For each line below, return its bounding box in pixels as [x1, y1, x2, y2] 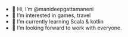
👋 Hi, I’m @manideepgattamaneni [11, 6, 94, 12]
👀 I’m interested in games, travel [11, 12, 91, 19]
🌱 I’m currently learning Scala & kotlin [11, 18, 104, 25]
